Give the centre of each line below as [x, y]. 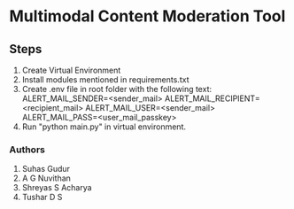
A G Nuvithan [46, 178]
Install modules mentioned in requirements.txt [105, 80]
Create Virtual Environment [71, 70]
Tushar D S [42, 197]
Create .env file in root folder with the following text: [117, 89]
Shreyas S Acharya [57, 188]
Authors [27, 150]
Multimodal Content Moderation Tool [147, 16]
